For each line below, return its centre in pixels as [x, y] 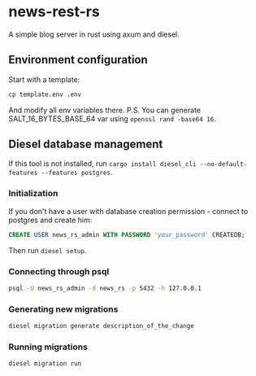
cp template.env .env [45, 94]
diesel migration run [45, 364]
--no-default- [223, 164]
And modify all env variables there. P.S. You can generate [105, 110]
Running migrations [48, 347]
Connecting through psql [59, 271]
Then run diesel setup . [48, 250]
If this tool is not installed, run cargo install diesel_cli [102, 164]
